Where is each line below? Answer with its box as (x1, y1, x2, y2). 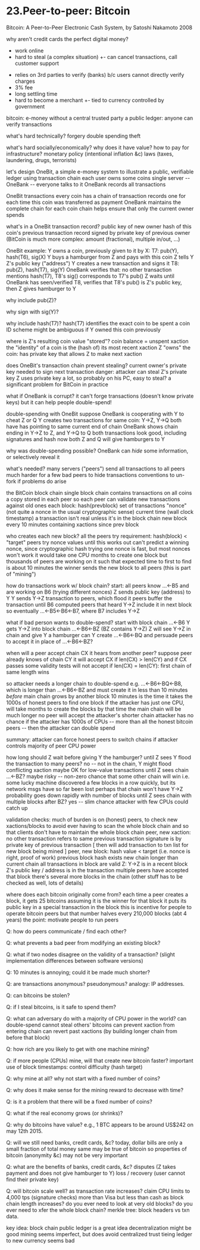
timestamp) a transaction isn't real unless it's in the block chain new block (6, 514, 187, 522)
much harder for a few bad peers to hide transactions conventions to (6, 471, 175, 478)
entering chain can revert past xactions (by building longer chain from (6, 1027, 177, 1035)
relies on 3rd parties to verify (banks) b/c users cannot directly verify (14, 71, 185, 78)
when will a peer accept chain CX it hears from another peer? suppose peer (6, 649, 192, 656)
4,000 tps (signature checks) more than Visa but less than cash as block (6, 1193, 184, 1201)
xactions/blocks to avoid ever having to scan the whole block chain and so (6, 822, 189, 829)
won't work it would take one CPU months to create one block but (6, 551, 168, 559)
